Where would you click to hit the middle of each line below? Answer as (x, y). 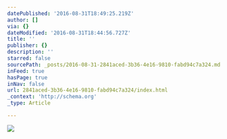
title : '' (21, 39)
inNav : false (26, 84)
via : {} (18, 26)
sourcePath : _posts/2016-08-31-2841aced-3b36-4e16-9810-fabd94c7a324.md (114, 65)
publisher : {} (28, 45)
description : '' (30, 52)
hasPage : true (28, 77)
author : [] (23, 20)
